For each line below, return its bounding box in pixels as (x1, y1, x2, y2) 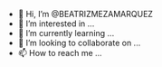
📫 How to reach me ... (17, 48, 102, 58)
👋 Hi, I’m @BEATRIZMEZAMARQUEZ (17, 9, 154, 19)
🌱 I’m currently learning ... (17, 28, 115, 38)
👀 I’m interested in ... (17, 18, 95, 29)
